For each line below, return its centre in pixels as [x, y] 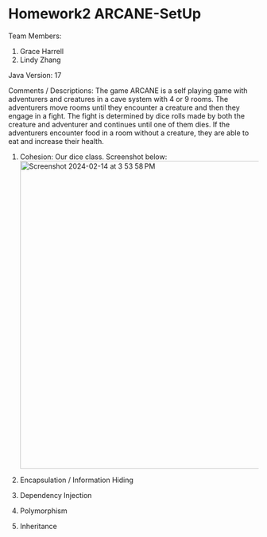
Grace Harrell [42, 51]
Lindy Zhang [40, 60]
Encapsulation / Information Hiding [76, 480]
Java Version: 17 [35, 75]
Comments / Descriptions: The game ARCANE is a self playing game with [128, 90]
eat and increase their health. [56, 141]
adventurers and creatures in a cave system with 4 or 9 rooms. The [118, 99]
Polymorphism [43, 511]
